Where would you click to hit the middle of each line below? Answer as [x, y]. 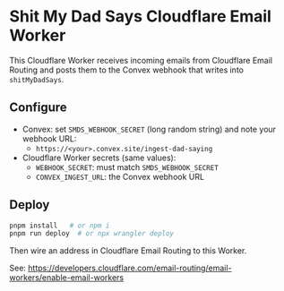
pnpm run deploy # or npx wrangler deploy [92, 234]
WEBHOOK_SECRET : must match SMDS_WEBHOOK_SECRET [127, 167]
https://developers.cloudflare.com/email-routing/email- [130, 268]
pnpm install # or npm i [60, 226]
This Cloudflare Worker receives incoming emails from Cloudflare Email [141, 60]
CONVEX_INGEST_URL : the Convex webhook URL [120, 176]
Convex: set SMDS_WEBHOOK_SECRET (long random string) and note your [149, 129]
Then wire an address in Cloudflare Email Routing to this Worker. [128, 251]
